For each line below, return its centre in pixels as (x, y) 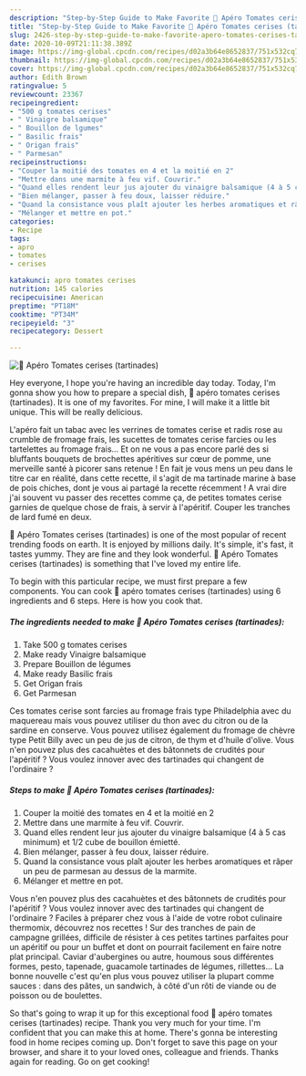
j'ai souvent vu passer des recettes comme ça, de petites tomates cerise (146, 497)
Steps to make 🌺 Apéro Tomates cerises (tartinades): (112, 789)
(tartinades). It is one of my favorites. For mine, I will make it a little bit (140, 402)
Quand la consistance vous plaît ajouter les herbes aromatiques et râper (158, 862)
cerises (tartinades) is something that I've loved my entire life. (125, 564)
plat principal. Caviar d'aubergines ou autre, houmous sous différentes (142, 957)
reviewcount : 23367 (46, 94)
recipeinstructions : (49, 162)
